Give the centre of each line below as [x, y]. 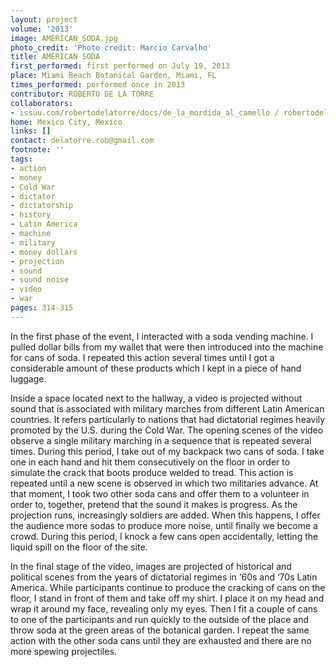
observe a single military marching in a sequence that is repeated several [161, 440]
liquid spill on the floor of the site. [79, 547]
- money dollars [44, 252]
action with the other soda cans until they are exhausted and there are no [161, 640]
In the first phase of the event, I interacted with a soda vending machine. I [162, 336]
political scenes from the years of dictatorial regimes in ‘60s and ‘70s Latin [164, 577]
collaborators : [42, 103]
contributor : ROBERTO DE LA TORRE [82, 94]
